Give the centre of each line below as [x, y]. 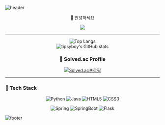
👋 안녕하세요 [82, 18]
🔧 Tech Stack [21, 88]
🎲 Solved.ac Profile [82, 59]
